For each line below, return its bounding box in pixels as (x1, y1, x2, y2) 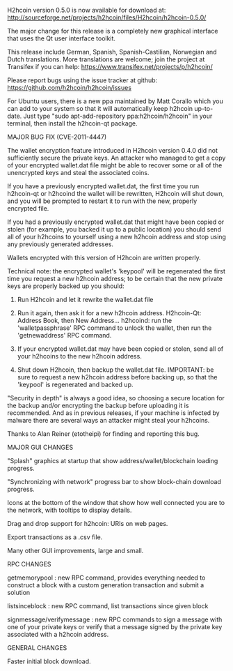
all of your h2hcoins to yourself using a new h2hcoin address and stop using (7, 233, 226, 241)
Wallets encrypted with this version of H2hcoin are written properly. (7, 254, 202, 262)
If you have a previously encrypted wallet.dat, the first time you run (7, 182, 200, 190)
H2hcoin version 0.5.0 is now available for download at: (7, 6, 166, 14)
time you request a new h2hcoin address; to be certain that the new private (7, 275, 223, 282)
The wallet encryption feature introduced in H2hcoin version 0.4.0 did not (7, 146, 218, 154)
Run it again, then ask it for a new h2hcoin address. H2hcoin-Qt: (17, 309, 202, 317)
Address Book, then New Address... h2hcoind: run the (17, 317, 172, 324)
